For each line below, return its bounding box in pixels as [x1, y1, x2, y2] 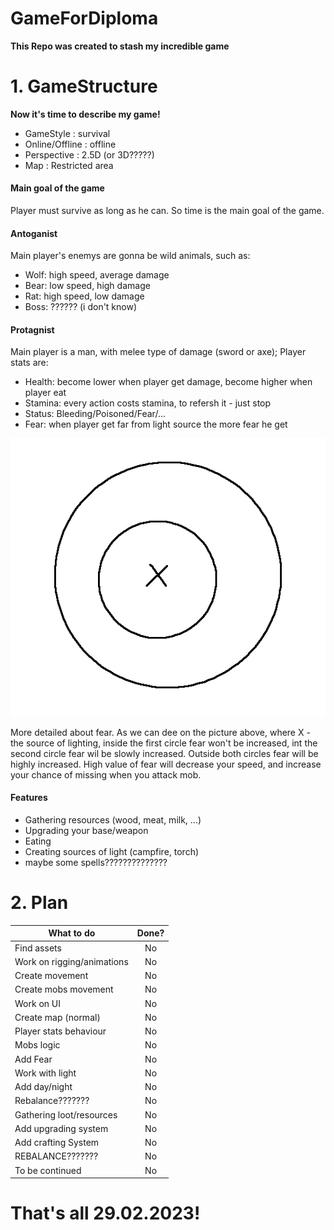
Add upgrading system [14, 1122, 109, 1134]
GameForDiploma [10, 7, 159, 30]
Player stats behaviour [14, 1025, 107, 1037]
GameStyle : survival [24, 127, 111, 139]
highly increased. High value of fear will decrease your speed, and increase [10, 758, 322, 770]
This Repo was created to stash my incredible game [10, 40, 230, 52]
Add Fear [14, 1053, 53, 1065]
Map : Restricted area [24, 159, 114, 171]
